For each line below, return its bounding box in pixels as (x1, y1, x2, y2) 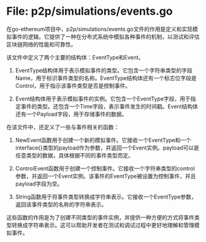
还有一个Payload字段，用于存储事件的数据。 (15, 110, 128, 118)
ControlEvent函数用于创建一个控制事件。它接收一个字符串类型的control (15, 164, 195, 172)
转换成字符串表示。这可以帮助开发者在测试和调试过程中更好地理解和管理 (11, 221, 194, 229)
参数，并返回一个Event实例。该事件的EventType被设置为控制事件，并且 (15, 172, 196, 180)
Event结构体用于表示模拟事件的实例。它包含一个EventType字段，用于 (15, 95, 191, 102)
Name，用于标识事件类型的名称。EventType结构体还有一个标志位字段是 (15, 74, 197, 81)
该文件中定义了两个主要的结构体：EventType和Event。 (6, 53, 144, 61)
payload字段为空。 (15, 180, 63, 187)
